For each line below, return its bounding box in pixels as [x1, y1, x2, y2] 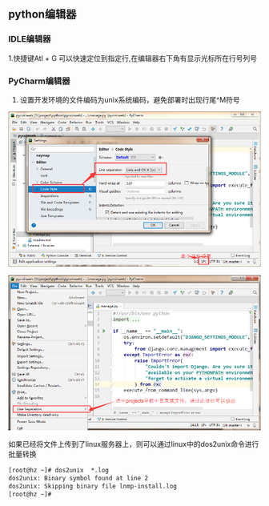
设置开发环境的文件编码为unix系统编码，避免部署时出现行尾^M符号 [19, 94, 240, 104]
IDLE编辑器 [8, 34, 51, 45]
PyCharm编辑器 [8, 75, 70, 86]
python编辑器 [8, 7, 77, 22]
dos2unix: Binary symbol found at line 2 [8, 475, 149, 483]
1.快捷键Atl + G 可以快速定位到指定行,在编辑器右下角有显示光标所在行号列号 [8, 53, 258, 62]
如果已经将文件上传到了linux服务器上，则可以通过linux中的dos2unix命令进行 [8, 440, 259, 449]
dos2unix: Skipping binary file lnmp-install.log [8, 483, 178, 491]
